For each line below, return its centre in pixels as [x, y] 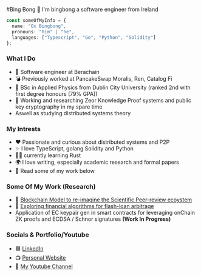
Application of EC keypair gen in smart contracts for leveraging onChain [105, 213]
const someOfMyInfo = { [36, 21]
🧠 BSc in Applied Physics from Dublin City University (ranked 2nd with [103, 87]
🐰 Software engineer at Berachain [57, 72]
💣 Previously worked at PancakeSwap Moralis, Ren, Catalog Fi [94, 78]
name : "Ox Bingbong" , [39, 26]
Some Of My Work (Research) [51, 186]
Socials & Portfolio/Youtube [48, 235]
